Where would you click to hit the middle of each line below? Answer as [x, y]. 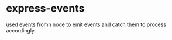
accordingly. [21, 30]
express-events [45, 8]
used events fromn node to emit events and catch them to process [86, 24]
